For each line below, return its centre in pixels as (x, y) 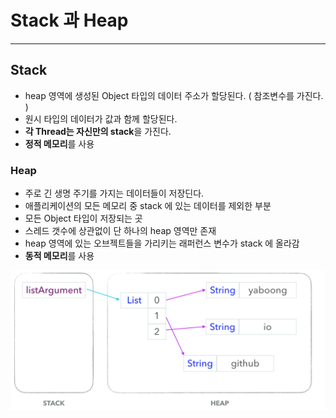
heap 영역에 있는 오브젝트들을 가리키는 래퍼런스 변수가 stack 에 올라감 (162, 243)
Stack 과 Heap (69, 20)
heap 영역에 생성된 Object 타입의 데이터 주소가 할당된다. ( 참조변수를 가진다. (174, 95)
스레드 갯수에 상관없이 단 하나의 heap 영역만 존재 (120, 231)
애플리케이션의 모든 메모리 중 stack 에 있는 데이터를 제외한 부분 (148, 206)
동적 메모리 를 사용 (59, 256)
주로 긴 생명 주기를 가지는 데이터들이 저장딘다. (114, 193)
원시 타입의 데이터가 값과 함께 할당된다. (101, 118)
